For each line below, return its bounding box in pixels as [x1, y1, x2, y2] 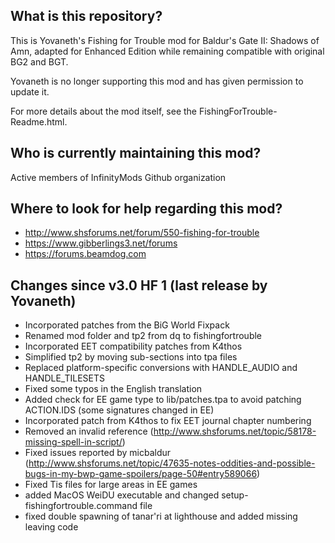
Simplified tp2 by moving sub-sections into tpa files [24, 351, 238, 363]
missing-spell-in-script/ [24, 436, 123, 448]
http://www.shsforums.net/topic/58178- [153, 425, 317, 438]
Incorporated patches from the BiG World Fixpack [24, 319, 230, 331]
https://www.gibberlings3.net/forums [24, 237, 178, 249]
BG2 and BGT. [10, 55, 69, 68]
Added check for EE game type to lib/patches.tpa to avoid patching [24, 394, 302, 406]
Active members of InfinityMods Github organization [10, 171, 227, 183]
